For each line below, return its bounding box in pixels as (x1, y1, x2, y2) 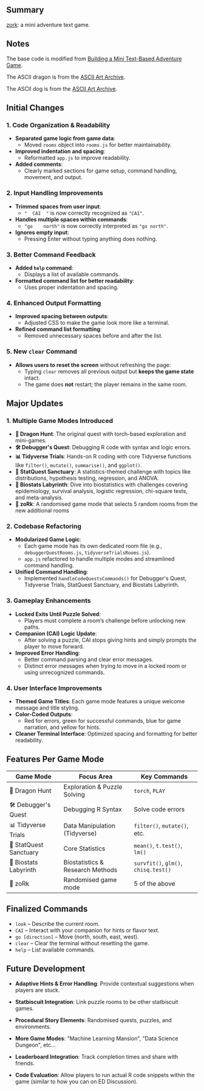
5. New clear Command (6, 347, 78, 356)
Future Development (6, 964, 86, 974)
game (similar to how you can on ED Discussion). (15, 1078, 138, 1085)
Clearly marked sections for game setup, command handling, (24, 167, 177, 174)
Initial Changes (6, 103, 65, 113)
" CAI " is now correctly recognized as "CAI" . (24, 209, 144, 216)
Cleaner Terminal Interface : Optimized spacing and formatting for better (15, 730, 198, 737)
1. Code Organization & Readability (6, 121, 110, 129)
